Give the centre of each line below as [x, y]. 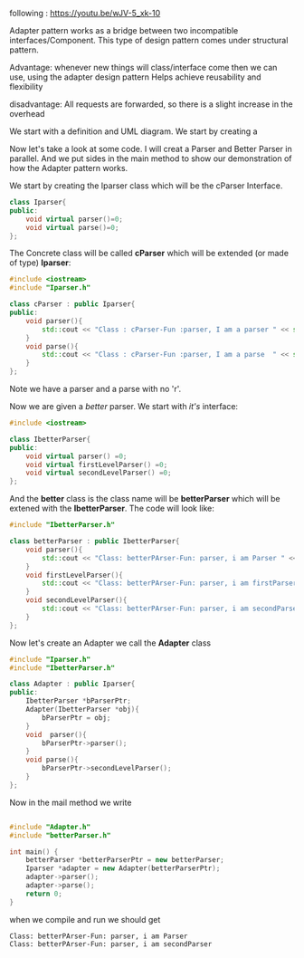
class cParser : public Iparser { [72, 304]
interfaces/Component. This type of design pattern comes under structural [149, 40]
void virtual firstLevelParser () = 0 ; [97, 465]
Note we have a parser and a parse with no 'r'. [95, 389]
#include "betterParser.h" [60, 835]
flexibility [26, 86]
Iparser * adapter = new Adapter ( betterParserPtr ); [123, 868]
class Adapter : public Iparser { [72, 684]
